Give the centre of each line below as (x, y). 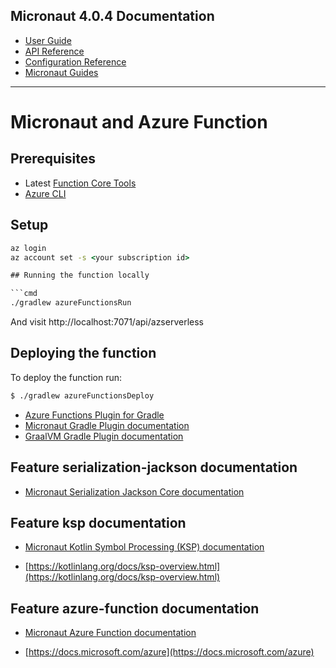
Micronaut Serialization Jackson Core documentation (134, 491)
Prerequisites (53, 159)
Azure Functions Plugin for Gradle (94, 415)
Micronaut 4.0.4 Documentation (112, 16)
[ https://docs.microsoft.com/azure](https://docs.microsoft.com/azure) (169, 652)
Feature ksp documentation (98, 522)
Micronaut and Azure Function (139, 122)
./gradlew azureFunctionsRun (71, 303)
